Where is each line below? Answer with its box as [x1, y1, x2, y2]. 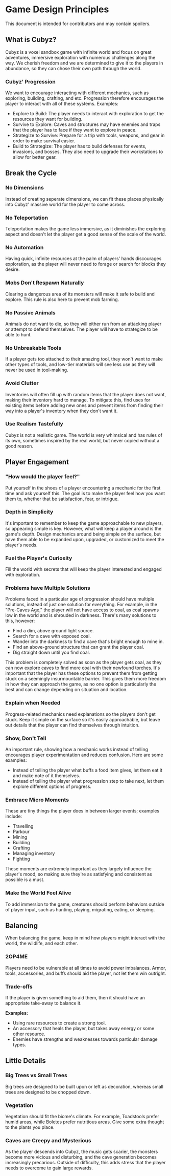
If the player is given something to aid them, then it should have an [5, 994, 145, 1000]
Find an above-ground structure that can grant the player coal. [12, 644, 144, 650]
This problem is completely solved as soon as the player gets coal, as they [5, 659, 162, 666]
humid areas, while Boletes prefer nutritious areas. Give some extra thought [5, 1119, 164, 1125]
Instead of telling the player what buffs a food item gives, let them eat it [12, 767, 162, 773]
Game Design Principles [5, 4, 109, 15]
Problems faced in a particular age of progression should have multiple [5, 596, 155, 602]
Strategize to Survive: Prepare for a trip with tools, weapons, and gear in [12, 132, 165, 139]
